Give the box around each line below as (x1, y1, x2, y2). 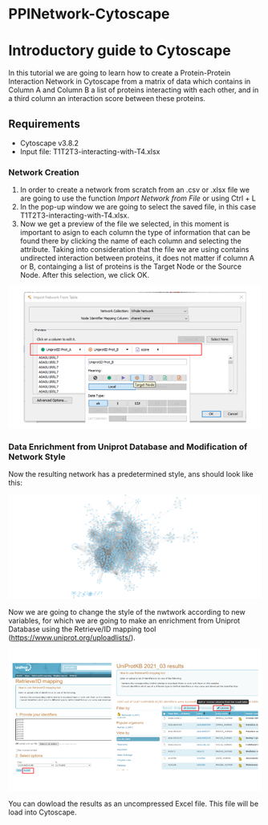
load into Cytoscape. (8, 807, 78, 817)
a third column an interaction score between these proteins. (8, 94, 206, 104)
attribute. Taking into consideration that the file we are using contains (19, 245, 250, 254)
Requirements (8, 117, 80, 131)
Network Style (8, 451, 66, 462)
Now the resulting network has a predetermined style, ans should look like (8, 469, 254, 479)
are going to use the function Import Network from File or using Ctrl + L (19, 193, 257, 203)
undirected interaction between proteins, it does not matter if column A (19, 254, 255, 263)
